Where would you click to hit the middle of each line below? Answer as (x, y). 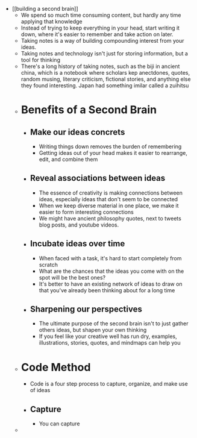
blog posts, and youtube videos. (79, 225)
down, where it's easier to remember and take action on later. (97, 34)
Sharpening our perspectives (86, 309)
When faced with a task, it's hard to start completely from (110, 258)
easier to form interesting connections (86, 212)
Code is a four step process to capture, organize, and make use (109, 384)
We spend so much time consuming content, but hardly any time (101, 15)
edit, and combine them (68, 159)
